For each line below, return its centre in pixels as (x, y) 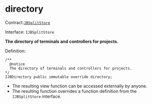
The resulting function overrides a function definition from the (74, 91)
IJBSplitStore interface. (37, 96)
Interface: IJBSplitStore (30, 32)
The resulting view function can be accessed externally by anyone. (80, 86)
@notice (17, 64)
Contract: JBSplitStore (28, 22)
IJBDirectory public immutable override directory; (59, 77)
